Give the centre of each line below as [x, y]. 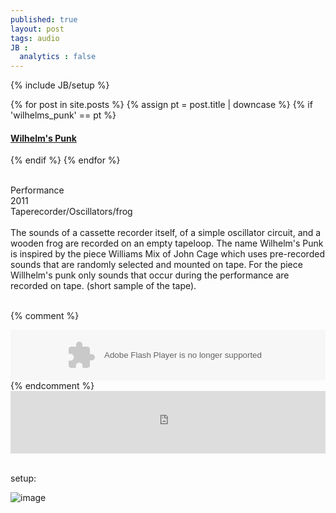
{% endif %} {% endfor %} [65, 160]
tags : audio [35, 38]
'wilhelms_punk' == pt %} [63, 115]
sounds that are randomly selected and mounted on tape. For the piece [156, 265]
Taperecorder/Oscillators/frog [71, 212]
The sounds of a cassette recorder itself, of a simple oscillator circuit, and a [166, 233]
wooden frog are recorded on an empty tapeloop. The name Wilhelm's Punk [167, 243]
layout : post [37, 29]
